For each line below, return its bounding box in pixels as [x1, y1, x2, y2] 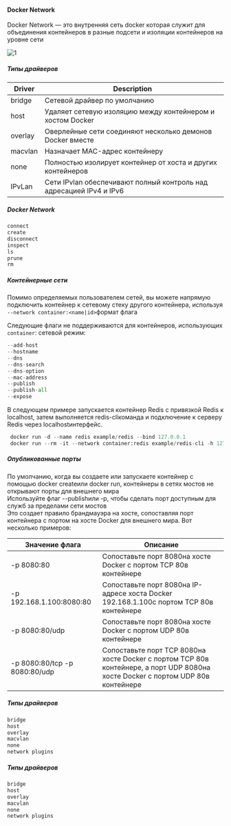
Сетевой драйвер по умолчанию [44, 96, 155, 105]
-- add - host [7, 342, 38, 349]
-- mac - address [7, 374, 48, 381]
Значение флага [25, 539, 81, 549]
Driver [13, 84, 35, 94]
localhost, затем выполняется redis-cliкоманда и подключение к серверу [7, 413, 222, 422]
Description [113, 84, 153, 94]
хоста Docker [128, 588, 173, 598]
